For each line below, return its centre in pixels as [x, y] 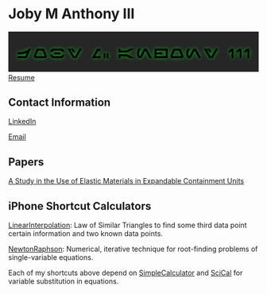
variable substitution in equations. [64, 281]
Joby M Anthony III [72, 14]
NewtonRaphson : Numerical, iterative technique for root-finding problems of [133, 249]
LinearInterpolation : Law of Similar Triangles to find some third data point [128, 225]
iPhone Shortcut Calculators [80, 206]
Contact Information [60, 103]
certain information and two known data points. [85, 234]
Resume [22, 77]
